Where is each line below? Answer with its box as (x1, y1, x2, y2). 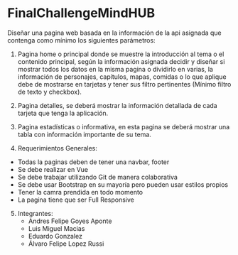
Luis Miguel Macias (28, 224, 85, 232)
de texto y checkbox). (17, 87, 82, 96)
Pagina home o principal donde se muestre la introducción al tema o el (17, 50, 225, 58)
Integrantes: (17, 209, 53, 217)
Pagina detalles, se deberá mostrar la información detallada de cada (17, 101, 218, 109)
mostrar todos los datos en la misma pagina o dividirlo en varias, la (17, 65, 213, 73)
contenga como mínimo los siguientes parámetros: (7, 36, 156, 44)
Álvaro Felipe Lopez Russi (28, 239, 104, 248)
